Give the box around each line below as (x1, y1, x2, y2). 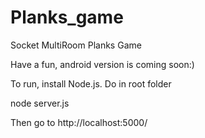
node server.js (10, 97, 70, 109)
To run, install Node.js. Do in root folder (10, 77, 172, 90)
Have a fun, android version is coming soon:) (10, 58, 195, 70)
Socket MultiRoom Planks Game (10, 39, 142, 51)
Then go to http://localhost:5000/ (10, 116, 148, 128)
